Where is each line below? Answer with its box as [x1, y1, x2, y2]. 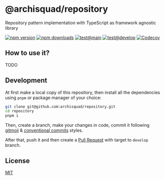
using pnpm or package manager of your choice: [5, 95, 102, 101]
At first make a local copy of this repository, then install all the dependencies [5, 89, 160, 95]
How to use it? [5, 49, 50, 57]
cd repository [5, 108, 34, 114]
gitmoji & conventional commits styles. [5, 127, 83, 134]
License [5, 156, 30, 165]
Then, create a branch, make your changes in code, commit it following [5, 122, 150, 128]
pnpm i [5, 113, 19, 118]
